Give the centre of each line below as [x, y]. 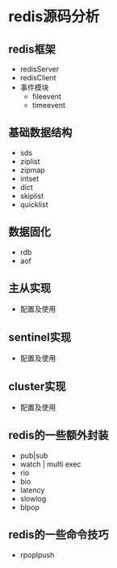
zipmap [33, 170]
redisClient [38, 77]
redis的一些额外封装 [58, 435]
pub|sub [34, 455]
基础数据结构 [40, 133]
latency [32, 490]
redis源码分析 [54, 17]
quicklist [34, 204]
